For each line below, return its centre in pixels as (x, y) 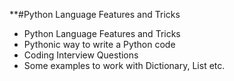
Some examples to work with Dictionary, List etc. (124, 65)
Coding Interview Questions (81, 55)
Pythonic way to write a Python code (99, 44)
